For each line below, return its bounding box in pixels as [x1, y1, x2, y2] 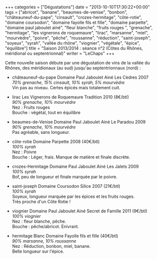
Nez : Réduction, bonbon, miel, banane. [12, 243, 91, 249]
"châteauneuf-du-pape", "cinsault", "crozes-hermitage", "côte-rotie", [5, 15, 143, 20]
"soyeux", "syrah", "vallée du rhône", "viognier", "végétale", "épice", [5, 40, 140, 46]
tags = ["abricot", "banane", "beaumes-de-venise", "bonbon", [5, 9, 128, 15]
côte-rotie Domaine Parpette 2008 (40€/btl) [12, 139, 100, 145]
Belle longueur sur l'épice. [12, 248, 64, 254]
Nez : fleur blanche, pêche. [12, 218, 66, 224]
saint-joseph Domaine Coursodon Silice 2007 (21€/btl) [12, 183, 121, 189]
